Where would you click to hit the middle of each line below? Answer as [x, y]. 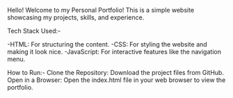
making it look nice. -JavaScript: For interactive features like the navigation [114, 52]
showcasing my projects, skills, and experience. [76, 17]
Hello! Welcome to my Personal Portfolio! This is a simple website [101, 10]
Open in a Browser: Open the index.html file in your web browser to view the [116, 80]
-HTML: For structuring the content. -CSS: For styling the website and [107, 44]
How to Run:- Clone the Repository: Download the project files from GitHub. [116, 73]
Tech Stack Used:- [34, 31]
